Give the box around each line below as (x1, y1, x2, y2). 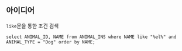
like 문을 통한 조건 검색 (6, 22, 59, 29)
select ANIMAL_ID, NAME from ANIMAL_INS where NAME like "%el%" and (6, 34, 177, 40)
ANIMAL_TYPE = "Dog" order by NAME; (6, 39, 95, 45)
